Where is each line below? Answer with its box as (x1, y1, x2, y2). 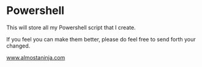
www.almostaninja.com (6, 54, 65, 61)
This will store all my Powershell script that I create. (6, 24, 136, 31)
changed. (6, 42, 31, 49)
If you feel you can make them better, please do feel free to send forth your (6, 35, 196, 43)
